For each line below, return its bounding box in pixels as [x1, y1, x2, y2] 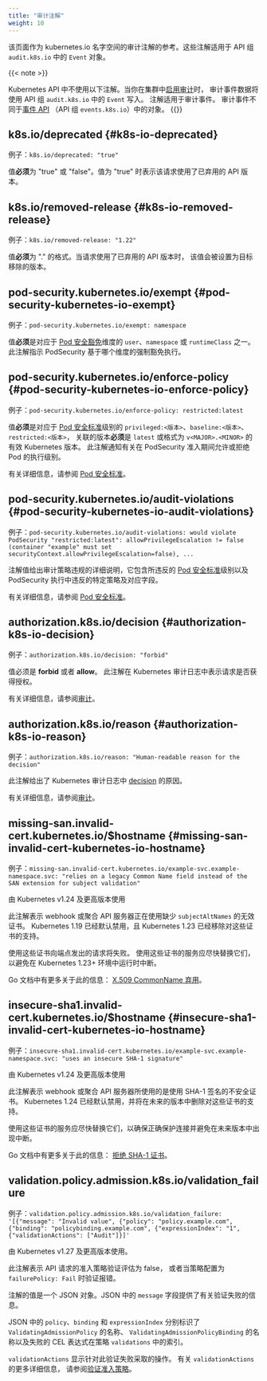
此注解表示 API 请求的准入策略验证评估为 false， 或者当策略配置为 [8, 1263, 225, 1273]
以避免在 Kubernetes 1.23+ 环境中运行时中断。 [8, 958, 161, 967]
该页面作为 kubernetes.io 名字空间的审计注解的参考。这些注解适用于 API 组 [8, 41, 254, 52]
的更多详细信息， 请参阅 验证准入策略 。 [8, 1363, 136, 1373]
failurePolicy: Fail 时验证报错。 [8, 1273, 120, 1283]
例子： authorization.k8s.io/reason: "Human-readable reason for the [8, 752, 241, 762]
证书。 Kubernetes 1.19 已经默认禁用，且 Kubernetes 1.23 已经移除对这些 [8, 921, 247, 931]
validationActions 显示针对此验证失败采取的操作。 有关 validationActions [8, 1354, 255, 1363]
